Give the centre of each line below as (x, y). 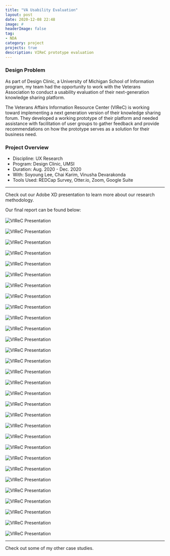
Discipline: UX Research (38, 158)
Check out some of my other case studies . (49, 548)
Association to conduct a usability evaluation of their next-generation (77, 92)
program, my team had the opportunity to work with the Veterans (73, 86)
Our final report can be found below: (43, 210)
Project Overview (27, 147)
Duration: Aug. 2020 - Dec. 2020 (47, 169)
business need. (21, 134)
